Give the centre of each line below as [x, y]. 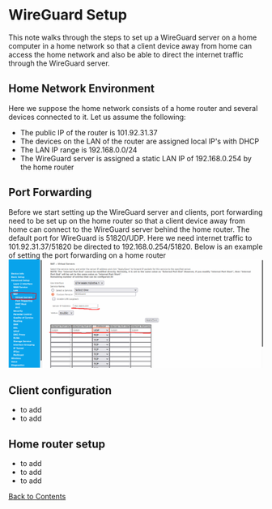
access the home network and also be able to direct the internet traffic [126, 54]
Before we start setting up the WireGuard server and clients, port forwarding [136, 212]
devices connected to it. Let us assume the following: [97, 117]
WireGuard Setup [68, 15]
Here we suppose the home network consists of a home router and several [133, 108]
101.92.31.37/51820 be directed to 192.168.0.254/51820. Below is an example [136, 246]
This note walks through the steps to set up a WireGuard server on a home [133, 37]
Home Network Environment [82, 89]
